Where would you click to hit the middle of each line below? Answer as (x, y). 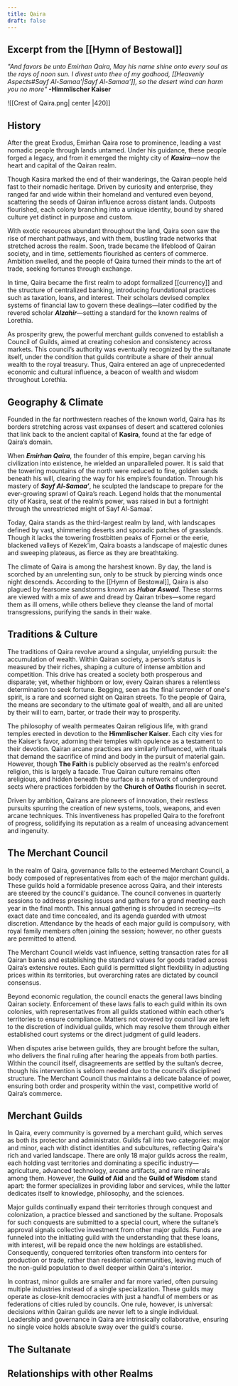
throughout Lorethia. (37, 380)
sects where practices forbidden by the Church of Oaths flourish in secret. (117, 786)
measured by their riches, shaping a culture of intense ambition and (106, 666)
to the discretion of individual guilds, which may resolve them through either (119, 1026)
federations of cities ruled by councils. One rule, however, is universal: (110, 1304)
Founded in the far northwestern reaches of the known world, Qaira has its (117, 419)
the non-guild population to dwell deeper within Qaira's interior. (100, 1268)
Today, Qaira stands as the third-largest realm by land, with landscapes (112, 522)
